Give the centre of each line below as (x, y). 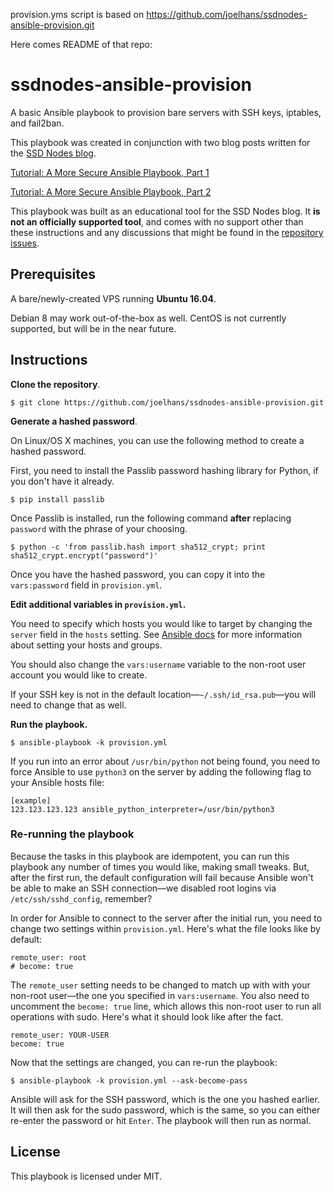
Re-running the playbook (72, 834)
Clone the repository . (55, 384)
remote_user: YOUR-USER (60, 1035)
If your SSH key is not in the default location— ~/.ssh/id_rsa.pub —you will (163, 694)
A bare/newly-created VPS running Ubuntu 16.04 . (113, 298)
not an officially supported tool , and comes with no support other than (157, 221)
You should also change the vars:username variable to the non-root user (158, 664)
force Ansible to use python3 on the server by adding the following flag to (161, 771)
